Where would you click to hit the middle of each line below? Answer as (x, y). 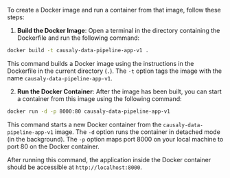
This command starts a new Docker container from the (84, 124)
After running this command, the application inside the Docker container (109, 159)
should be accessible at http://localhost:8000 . (74, 167)
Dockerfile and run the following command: (78, 38)
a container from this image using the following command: (99, 98)
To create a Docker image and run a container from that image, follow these (114, 10)
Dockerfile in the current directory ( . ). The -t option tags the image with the (115, 71)
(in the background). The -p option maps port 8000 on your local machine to (115, 139)
